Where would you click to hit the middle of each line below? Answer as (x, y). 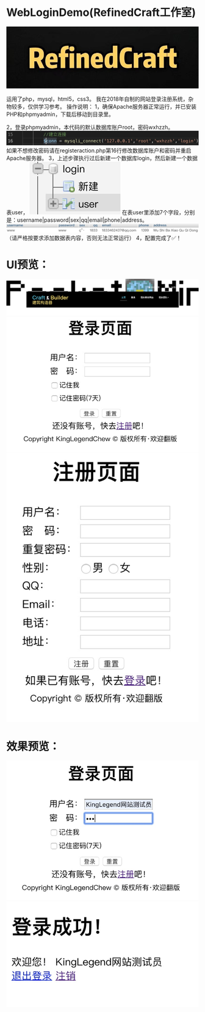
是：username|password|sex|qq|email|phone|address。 (77, 220)
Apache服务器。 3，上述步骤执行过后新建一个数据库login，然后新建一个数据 (102, 158)
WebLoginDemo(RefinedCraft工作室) (101, 13)
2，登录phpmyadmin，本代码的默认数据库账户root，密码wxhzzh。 (90, 127)
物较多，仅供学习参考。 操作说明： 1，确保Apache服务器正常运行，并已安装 (102, 106)
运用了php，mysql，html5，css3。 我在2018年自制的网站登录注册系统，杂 (100, 99)
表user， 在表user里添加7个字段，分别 (101, 212)
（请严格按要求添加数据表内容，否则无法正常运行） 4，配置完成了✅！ (94, 238)
